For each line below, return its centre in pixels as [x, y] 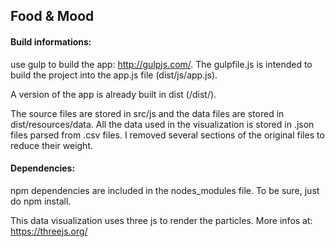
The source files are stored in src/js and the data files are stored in [147, 113]
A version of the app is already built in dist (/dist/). [113, 94]
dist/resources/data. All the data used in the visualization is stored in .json [162, 124]
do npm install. [41, 201]
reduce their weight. [52, 145]
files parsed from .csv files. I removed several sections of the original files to [167, 135]
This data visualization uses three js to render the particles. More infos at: [161, 220]
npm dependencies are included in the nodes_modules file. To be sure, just [165, 190]
